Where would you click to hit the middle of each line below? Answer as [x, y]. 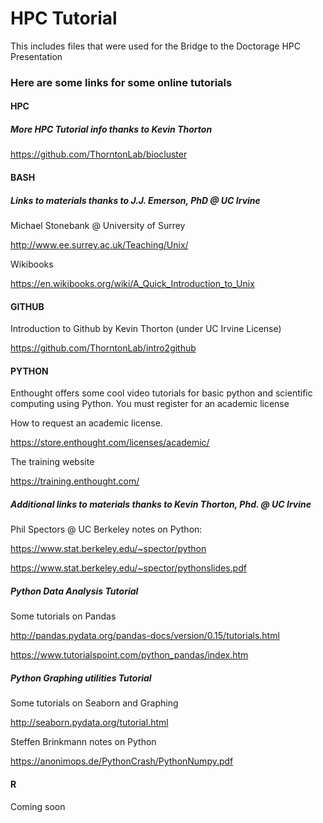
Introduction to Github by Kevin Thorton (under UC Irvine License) [146, 329]
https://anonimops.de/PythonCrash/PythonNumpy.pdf [122, 761]
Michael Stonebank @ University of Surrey [98, 225]
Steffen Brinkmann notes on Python [83, 742]
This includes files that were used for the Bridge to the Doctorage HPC [155, 46]
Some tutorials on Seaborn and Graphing [94, 703]
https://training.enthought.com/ [75, 481]
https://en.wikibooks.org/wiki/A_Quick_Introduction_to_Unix [132, 283]
